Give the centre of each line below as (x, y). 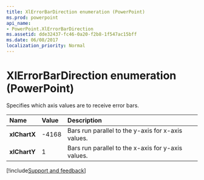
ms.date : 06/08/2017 (32, 40)
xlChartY (22, 152)
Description (85, 120)
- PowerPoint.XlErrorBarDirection (50, 29)
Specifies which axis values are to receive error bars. (73, 105)
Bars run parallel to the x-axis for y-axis (125, 148)
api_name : (19, 23)
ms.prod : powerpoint (32, 18)
